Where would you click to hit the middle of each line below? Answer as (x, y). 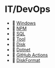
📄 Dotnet (21, 49)
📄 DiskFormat (26, 60)
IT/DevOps (28, 9)
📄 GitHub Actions (30, 55)
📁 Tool (19, 39)
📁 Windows (24, 23)
